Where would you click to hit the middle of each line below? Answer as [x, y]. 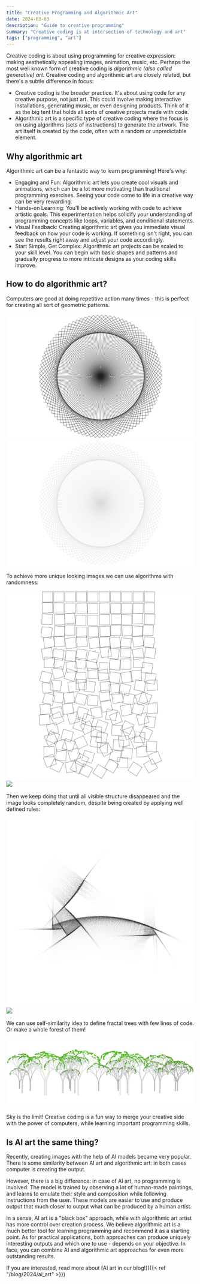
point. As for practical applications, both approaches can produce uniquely [99, 1237]
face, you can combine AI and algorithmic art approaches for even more [95, 1250]
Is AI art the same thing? [52, 1142]
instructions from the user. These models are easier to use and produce [95, 1200]
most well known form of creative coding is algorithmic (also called [89, 68]
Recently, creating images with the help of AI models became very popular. [99, 1157]
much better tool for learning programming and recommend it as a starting [98, 1231]
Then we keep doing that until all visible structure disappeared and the [93, 796]
